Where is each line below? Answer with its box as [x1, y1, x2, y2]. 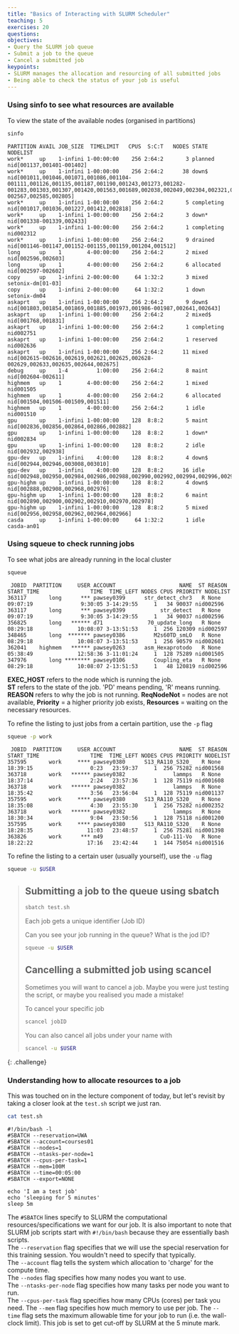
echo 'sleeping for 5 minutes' [7, 1194, 100, 1201]
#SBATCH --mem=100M [7, 1163, 65, 1170]
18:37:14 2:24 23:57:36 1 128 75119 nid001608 [7, 777, 224, 784]
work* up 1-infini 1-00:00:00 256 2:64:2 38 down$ [7, 168, 208, 175]
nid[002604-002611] [7, 373, 65, 381]
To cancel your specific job [24, 1004, 105, 1012]
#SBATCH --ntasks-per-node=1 [7, 1150, 94, 1158]
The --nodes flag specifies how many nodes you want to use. [7, 1273, 186, 1281]
